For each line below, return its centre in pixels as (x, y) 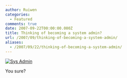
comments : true (21, 24)
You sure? (16, 71)
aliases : (14, 42)
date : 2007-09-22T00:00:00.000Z (39, 28)
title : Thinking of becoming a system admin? (53, 33)
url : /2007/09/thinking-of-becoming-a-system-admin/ (61, 38)
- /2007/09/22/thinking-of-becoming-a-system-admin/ (66, 47)
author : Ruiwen (21, 10)
